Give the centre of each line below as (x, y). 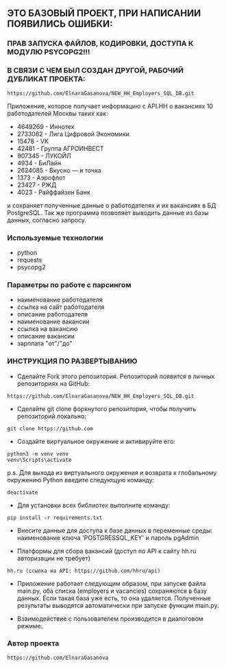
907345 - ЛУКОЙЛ (44, 156)
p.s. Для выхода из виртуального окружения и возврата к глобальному (112, 472)
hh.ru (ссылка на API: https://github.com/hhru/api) (84, 571)
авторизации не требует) (54, 558)
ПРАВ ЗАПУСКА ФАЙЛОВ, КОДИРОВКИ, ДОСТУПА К (100, 44)
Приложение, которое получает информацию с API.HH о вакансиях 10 (110, 106)
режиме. (30, 626)
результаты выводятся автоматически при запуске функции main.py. (118, 605)
